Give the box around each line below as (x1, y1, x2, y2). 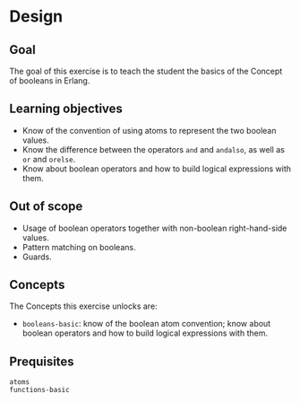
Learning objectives (9, 101, 124, 117)
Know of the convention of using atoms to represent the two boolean (21, 125, 277, 135)
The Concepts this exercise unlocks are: (9, 301, 159, 311)
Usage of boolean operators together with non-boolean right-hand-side (21, 223, 287, 233)
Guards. (21, 251, 52, 262)
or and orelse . (21, 153, 76, 164)
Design (9, 6, 64, 27)
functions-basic (9, 386, 70, 395)
